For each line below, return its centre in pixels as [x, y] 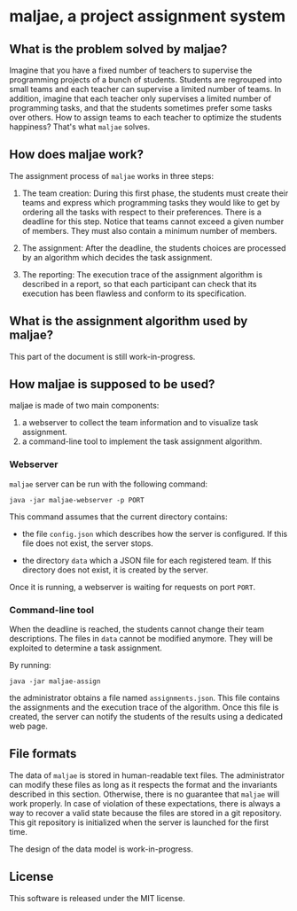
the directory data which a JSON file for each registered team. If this [147, 560]
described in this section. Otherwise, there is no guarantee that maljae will [145, 794]
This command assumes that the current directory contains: [118, 517]
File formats [43, 754]
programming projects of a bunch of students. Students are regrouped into [145, 80]
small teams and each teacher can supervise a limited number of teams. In [145, 89]
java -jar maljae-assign [55, 681]
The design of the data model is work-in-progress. [101, 849]
